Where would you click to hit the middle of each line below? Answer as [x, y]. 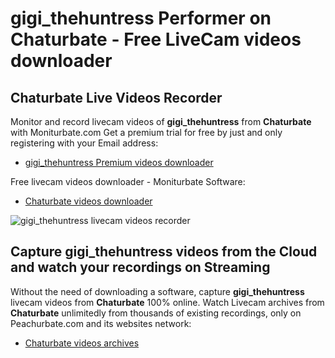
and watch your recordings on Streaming [140, 267]
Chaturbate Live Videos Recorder [116, 97]
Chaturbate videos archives [82, 343]
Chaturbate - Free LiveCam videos [156, 39]
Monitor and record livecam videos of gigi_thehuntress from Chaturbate [161, 121]
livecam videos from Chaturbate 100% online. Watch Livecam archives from [167, 302]
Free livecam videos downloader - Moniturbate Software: [128, 181]
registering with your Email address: [84, 143]
